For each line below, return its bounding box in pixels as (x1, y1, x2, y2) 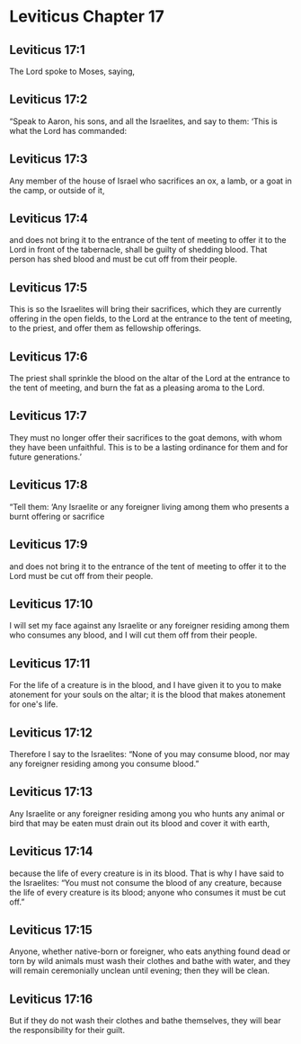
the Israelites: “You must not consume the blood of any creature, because (9, 877, 282, 888)
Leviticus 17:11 (9, 656, 91, 671)
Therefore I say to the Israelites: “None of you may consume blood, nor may (9, 748, 290, 759)
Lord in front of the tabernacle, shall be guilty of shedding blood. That (9, 245, 268, 255)
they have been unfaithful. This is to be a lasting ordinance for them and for (9, 442, 288, 452)
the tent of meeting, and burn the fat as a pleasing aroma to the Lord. (9, 382, 265, 393)
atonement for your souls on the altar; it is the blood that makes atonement (9, 690, 286, 700)
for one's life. (9, 699, 58, 709)
